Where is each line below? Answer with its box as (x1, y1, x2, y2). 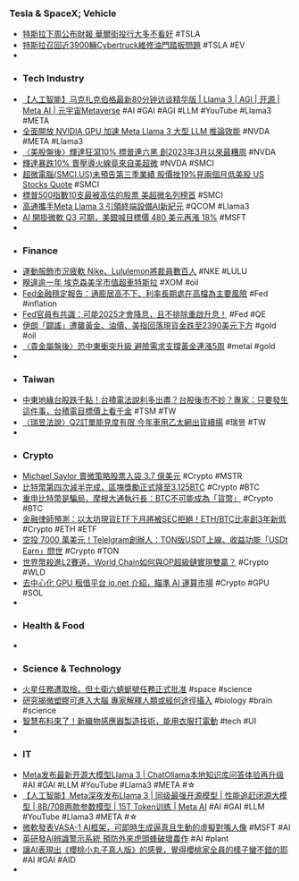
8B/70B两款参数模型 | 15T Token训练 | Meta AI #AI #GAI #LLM (37, 801, 265, 812)
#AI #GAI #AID (21, 854, 76, 866)
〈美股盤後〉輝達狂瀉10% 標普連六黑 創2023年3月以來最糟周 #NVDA (21, 146, 277, 157)
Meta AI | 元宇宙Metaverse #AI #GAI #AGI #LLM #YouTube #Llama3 (21, 105, 272, 115)
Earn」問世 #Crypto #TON (21, 545, 120, 557)
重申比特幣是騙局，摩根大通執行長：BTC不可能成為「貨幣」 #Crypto (21, 493, 274, 504)
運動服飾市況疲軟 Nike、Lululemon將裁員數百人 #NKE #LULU (21, 265, 248, 276)
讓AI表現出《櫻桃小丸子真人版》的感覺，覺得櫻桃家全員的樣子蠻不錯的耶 (21, 844, 288, 855)
